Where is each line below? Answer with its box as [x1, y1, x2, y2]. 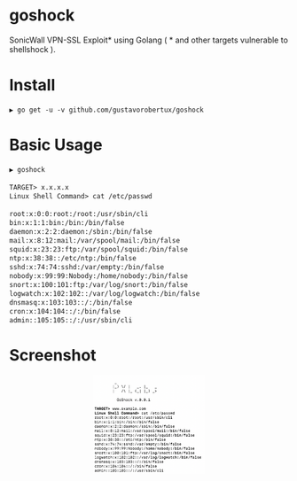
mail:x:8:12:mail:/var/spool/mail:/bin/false [9, 236, 180, 244]
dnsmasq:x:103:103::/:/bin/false [9, 298, 133, 306]
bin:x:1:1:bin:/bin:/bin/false [9, 218, 125, 227]
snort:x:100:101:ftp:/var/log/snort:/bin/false [9, 280, 189, 289]
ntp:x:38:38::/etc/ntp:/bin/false [9, 253, 137, 262]
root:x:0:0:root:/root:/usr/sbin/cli [9, 209, 149, 218]
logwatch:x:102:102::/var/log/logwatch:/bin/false [9, 289, 200, 298]
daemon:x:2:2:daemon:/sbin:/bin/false [9, 227, 152, 236]
